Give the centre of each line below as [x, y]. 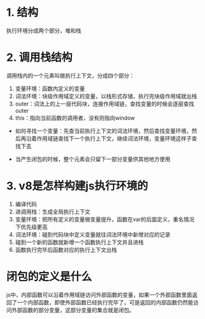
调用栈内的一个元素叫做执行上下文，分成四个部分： [70, 75]
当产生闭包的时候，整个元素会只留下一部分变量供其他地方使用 [93, 159]
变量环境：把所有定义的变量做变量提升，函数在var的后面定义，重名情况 [105, 219]
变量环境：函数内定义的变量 [50, 88]
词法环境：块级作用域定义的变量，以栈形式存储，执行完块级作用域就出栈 [106, 96]
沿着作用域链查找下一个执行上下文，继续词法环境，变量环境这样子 [109, 138]
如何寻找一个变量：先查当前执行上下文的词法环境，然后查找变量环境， [103, 131]
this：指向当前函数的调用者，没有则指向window [75, 118]
